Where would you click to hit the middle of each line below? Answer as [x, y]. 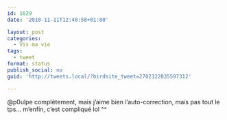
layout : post [26, 32]
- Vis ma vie [32, 45]
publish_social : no [35, 70]
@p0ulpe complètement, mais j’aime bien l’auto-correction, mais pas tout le [114, 102]
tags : [15, 51]
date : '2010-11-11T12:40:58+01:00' [58, 20]
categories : [24, 38]
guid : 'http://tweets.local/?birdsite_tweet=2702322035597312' [99, 76]
